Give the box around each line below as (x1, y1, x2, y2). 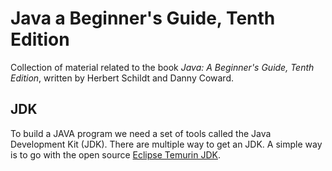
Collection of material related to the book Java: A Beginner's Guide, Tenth (10, 61, 315, 73)
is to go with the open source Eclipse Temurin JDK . (10, 148, 222, 161)
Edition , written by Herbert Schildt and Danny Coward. (10, 72, 235, 84)
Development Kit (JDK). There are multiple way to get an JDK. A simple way (10, 138, 323, 150)
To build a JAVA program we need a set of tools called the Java (10, 127, 272, 139)
